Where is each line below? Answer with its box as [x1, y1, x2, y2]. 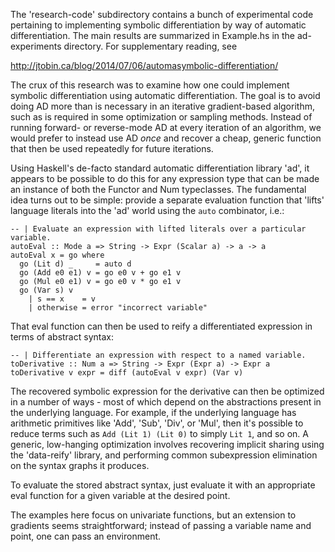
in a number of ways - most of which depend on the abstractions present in [10, 396, 322, 408]
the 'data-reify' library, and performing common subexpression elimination [10, 449, 318, 461]
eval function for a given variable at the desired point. [10, 490, 231, 501]
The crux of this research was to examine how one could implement [10, 79, 290, 91]
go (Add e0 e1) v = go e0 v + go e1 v [19, 268, 182, 278]
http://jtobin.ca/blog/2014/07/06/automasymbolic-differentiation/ [10, 60, 279, 71]
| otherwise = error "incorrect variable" [28, 303, 208, 313]
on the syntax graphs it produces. [10, 460, 150, 471]
